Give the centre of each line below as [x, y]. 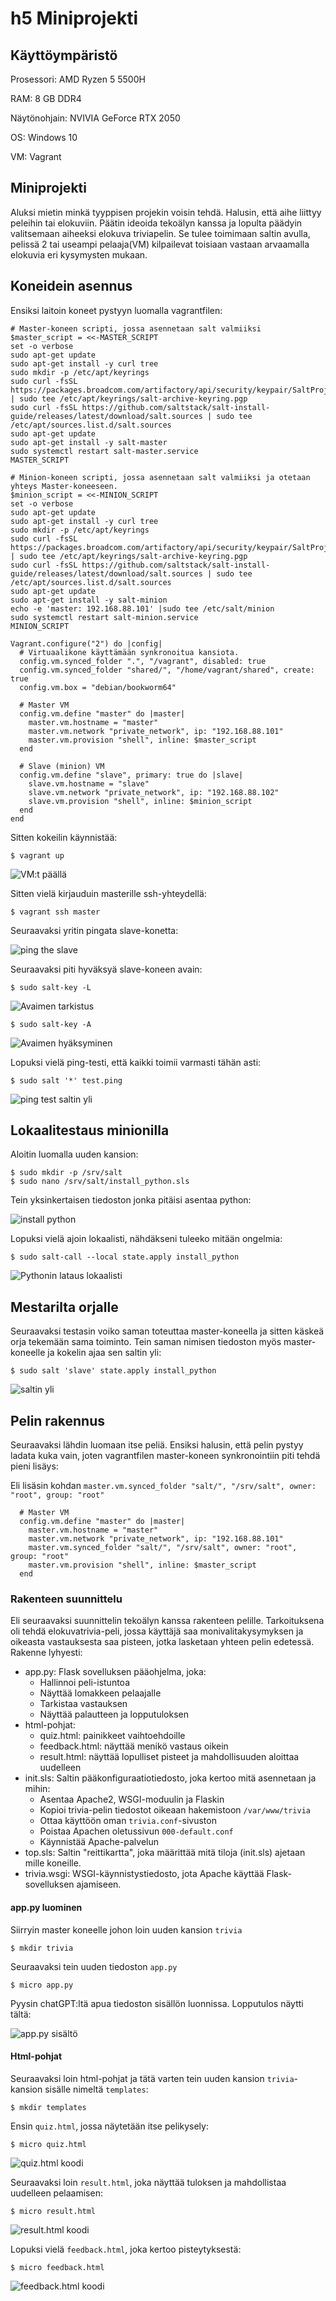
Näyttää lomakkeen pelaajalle [100, 1693]
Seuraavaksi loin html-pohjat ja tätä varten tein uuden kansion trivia [152, 2078]
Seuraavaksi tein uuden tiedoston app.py [94, 1966]
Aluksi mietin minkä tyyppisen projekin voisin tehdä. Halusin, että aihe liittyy [166, 212]
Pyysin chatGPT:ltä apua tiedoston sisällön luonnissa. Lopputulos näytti [157, 2003]
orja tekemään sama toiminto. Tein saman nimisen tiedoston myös [146, 1342]
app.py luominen [46, 1907]
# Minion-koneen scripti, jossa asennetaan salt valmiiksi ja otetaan [160, 477]
